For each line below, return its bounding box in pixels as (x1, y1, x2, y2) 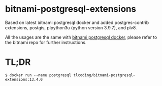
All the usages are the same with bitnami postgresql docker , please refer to (5, 34, 157, 40)
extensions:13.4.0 (5, 77, 43, 82)
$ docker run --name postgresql (5, 72, 71, 78)
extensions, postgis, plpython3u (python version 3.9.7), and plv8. (5, 24, 137, 30)
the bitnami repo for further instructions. (5, 39, 87, 45)
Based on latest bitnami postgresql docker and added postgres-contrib (5, 20, 149, 25)
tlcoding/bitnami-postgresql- (73, 72, 135, 78)
